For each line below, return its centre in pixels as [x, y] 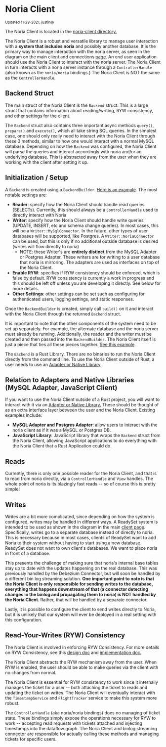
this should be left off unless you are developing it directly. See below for [86, 283]
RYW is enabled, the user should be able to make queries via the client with [82, 667]
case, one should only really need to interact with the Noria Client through [80, 136]
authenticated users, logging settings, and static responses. [73, 299]
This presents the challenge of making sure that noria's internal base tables [82, 563]
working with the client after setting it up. [47, 162]
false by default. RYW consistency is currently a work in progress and [83, 278]
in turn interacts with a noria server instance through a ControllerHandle [79, 67]
